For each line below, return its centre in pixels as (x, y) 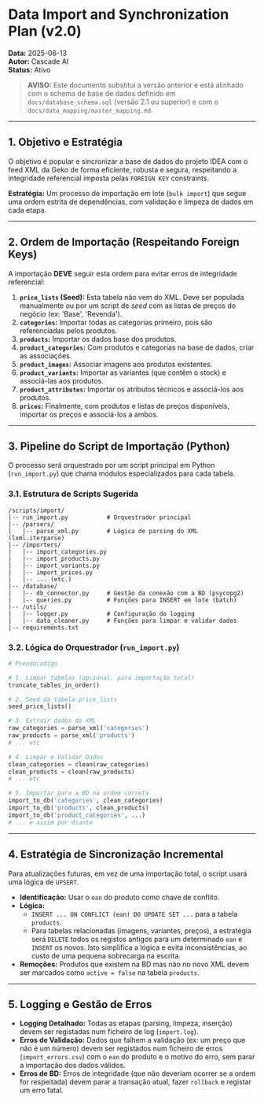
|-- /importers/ (35, 545)
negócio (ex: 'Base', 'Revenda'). (71, 313)
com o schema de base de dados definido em (102, 93)
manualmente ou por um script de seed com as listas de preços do (128, 306)
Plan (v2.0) (45, 31)
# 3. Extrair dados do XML (52, 721)
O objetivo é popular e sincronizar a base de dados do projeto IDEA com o (128, 161)
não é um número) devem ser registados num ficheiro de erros (121, 1048)
